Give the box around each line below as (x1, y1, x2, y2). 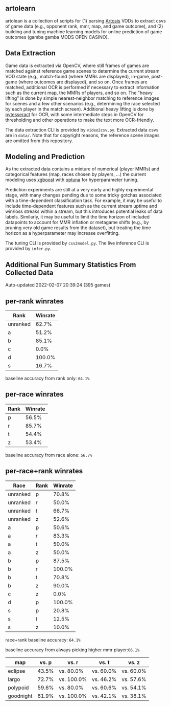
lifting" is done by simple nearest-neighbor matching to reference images (5, 95, 159, 101)
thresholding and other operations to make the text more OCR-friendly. (5, 117, 154, 123)
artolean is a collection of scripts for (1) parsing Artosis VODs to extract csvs (5, 17, 166, 24)
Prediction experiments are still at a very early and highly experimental (5, 187, 154, 193)
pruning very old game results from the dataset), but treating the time (5, 225, 152, 231)
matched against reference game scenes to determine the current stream (5, 68, 160, 74)
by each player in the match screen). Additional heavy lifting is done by (5, 106, 155, 112)
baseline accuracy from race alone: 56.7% (5, 452, 92, 458)
